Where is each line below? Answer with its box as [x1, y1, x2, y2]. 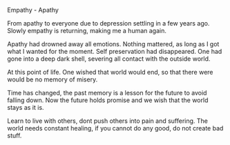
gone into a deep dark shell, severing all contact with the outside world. [7, 55, 211, 63]
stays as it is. [7, 104, 44, 111]
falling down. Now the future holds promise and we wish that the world [7, 96, 209, 104]
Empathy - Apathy [7, 6, 59, 14]
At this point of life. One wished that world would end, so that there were [7, 68, 213, 76]
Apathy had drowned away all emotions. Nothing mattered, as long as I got [7, 40, 220, 48]
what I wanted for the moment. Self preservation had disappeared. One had [7, 48, 222, 55]
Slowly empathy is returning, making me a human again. [7, 27, 167, 35]
